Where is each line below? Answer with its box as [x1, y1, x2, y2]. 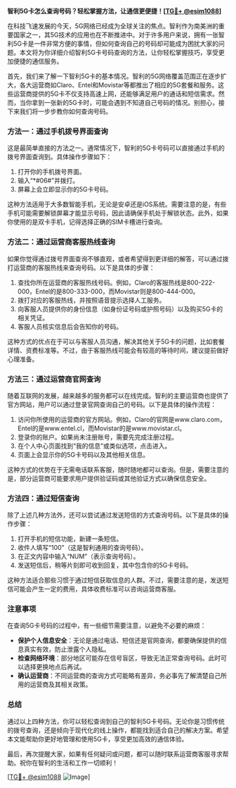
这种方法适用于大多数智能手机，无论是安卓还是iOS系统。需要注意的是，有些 [7, 200, 227, 208]
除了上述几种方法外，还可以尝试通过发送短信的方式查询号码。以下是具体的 [7, 511, 223, 520]
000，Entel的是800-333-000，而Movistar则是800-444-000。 [17, 287, 199, 295]
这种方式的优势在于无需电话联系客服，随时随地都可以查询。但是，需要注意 [7, 465, 223, 474]
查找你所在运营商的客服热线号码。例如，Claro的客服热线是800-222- [17, 278, 216, 287]
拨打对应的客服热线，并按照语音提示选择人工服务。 [17, 296, 166, 304]
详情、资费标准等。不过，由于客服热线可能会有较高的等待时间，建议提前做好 [7, 346, 229, 354]
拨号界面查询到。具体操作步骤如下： [7, 153, 112, 161]
